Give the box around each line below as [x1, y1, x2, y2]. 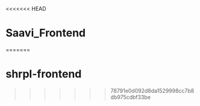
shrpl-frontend [5, 67, 82, 81]
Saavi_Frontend [5, 26, 86, 40]
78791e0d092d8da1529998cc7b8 [110, 87, 195, 94]
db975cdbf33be [110, 93, 151, 101]
